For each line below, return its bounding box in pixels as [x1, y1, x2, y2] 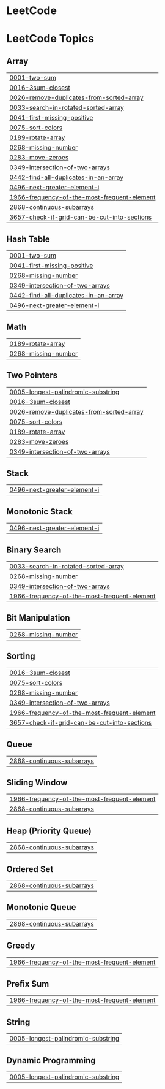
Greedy [6, 941, 35, 951]
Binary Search [6, 544, 62, 555]
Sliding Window [6, 777, 68, 788]
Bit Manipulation [6, 613, 70, 623]
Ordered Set [6, 864, 54, 874]
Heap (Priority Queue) [6, 825, 92, 836]
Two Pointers [6, 370, 58, 381]
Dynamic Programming [6, 1055, 96, 1066]
